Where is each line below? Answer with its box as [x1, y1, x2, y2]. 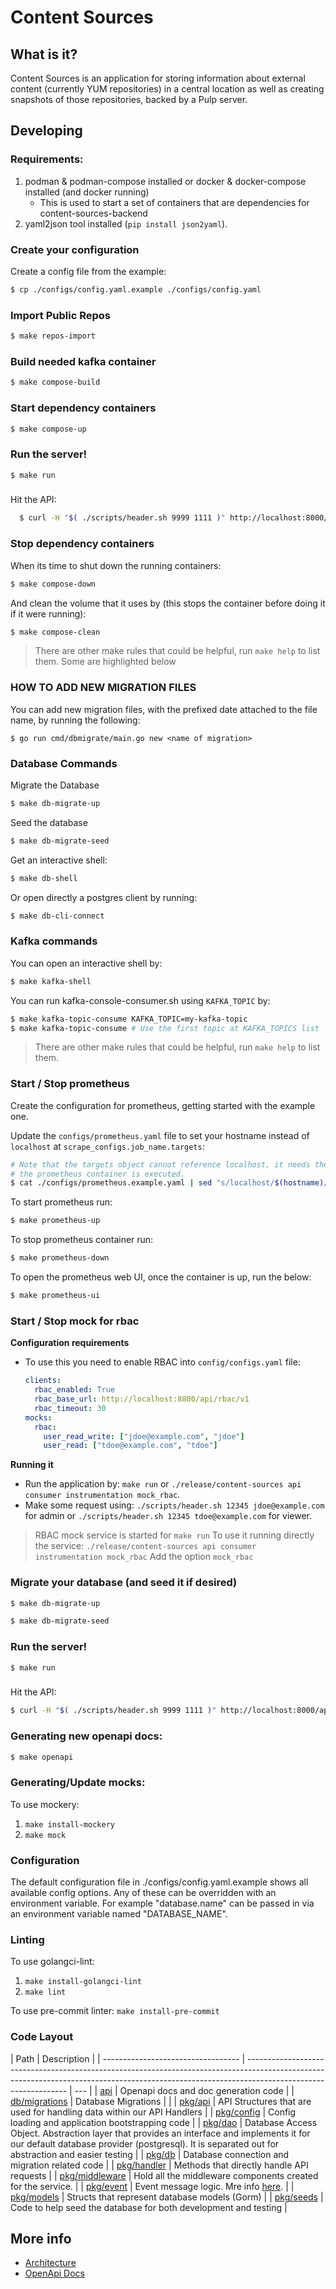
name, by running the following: [10, 714, 141, 726]
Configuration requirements [10, 1337, 130, 1349]
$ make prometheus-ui [10, 1291, 101, 1301]
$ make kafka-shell [10, 976, 92, 986]
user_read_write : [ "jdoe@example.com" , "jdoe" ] [43, 1431, 245, 1441]
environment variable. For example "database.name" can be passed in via [10, 1897, 315, 1910]
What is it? [10, 46, 78, 63]
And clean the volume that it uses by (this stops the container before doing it [10, 597, 326, 609]
